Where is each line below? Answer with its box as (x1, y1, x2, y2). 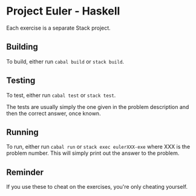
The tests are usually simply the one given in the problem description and (6, 103, 189, 110)
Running (6, 127, 39, 137)
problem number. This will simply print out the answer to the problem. (6, 149, 180, 157)
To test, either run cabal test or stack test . (6, 91, 116, 99)
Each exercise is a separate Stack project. (6, 24, 111, 31)
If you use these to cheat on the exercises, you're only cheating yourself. (6, 183, 188, 191)
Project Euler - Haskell (6, 4, 120, 18)
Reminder (6, 167, 44, 177)
